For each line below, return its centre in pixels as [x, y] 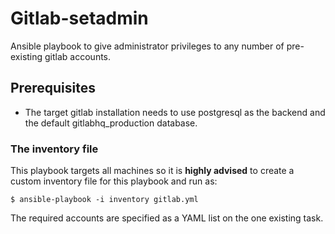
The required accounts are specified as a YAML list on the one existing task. [167, 218]
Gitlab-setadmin [79, 18]
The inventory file [54, 149]
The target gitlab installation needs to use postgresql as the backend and [175, 112]
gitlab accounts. [78, 56]
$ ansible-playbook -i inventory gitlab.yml [104, 200]
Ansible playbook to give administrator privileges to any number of [147, 46]
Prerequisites [53, 88]
